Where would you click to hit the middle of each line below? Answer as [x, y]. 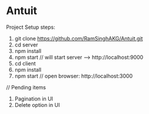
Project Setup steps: [31, 27]
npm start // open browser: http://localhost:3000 [74, 76]
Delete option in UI [37, 105]
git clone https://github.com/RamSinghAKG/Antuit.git [79, 38]
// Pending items [26, 87]
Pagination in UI [34, 99]
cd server [26, 45]
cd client [25, 63]
